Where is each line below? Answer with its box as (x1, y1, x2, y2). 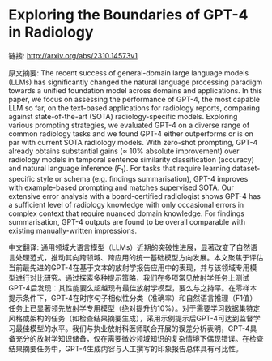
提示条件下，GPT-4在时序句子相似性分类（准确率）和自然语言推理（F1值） (8, 293, 257, 303)
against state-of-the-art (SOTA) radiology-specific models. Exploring (8, 111, 238, 121)
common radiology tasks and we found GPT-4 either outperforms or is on (8, 128, 253, 139)
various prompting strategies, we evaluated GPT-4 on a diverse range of (8, 120, 250, 130)
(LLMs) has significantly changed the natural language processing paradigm (8, 77, 263, 87)
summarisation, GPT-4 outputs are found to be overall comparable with (8, 217, 245, 226)
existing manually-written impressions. (8, 226, 138, 235)
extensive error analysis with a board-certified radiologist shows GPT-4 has (8, 191, 261, 200)
